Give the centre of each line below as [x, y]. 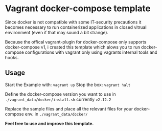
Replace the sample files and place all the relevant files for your [69, 109]
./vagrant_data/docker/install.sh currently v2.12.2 [58, 99]
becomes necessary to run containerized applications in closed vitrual [76, 27]
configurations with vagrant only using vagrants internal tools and [91, 52]
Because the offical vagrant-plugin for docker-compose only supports [76, 42]
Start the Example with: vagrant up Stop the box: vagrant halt [68, 85]
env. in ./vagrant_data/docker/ [57, 114]
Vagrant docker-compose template [78, 9]
